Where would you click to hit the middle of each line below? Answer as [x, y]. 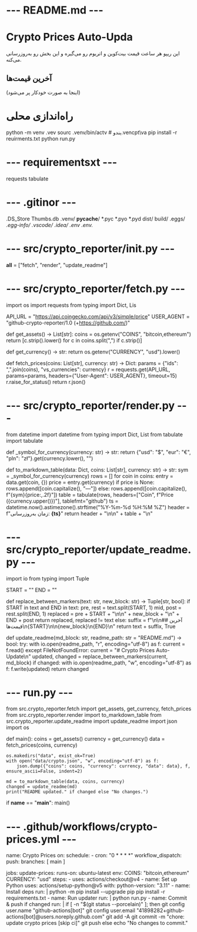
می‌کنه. [14, 60]
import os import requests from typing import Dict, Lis [71, 305]
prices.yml [33, 839]
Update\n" [19, 656]
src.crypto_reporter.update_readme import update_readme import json [92, 721]
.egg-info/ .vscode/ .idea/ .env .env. [49, 225]
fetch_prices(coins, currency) [42, 745]
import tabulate [24, 440]
